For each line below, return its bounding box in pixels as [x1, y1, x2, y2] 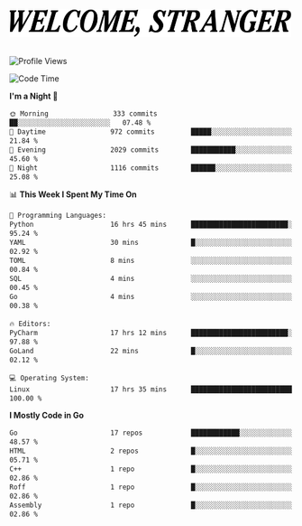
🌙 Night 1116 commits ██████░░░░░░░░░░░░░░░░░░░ [9, 164, 293, 173]
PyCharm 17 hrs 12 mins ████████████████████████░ [9, 329, 293, 338]
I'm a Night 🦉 [9, 90, 59, 102]
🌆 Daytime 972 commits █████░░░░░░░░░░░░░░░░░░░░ [9, 127, 293, 136]
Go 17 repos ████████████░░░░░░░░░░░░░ [9, 428, 293, 437]
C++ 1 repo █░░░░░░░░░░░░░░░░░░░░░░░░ [9, 465, 293, 474]
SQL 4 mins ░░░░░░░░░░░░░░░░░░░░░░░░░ [9, 275, 293, 284]
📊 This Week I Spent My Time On [9, 189, 137, 200]
